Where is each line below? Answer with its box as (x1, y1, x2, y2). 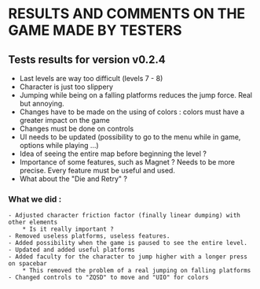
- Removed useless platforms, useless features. (8, 232, 170, 240)
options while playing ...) (19, 141, 100, 150)
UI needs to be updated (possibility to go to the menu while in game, (19, 132, 241, 142)
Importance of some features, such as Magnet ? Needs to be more (19, 157, 236, 166)
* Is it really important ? (22, 225, 114, 233)
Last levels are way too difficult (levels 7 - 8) (19, 74, 163, 83)
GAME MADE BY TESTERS (8, 21, 182, 39)
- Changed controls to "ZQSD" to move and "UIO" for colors (8, 273, 210, 282)
